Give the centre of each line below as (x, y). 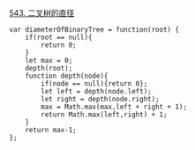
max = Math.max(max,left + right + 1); (114, 107)
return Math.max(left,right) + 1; (104, 115)
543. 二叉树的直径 (42, 13)
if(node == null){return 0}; (94, 84)
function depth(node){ (67, 76)
